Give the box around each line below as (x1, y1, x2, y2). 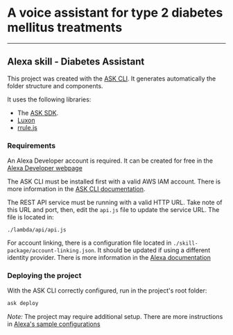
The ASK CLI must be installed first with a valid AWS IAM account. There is (7, 177, 221, 186)
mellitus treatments (7, 19, 123, 35)
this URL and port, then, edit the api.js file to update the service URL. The (7, 206, 220, 214)
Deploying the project (7, 270, 82, 280)
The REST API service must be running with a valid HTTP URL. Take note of (7, 198, 223, 206)
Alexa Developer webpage (7, 164, 83, 172)
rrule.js (17, 123, 38, 131)
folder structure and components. (7, 81, 103, 90)
